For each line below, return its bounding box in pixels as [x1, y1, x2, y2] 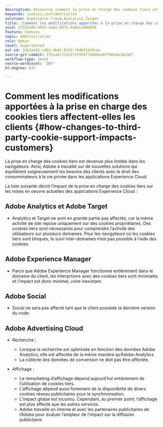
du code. [12, 310, 30, 316]
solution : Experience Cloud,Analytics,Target [5, 16, 98, 21]
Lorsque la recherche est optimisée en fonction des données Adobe [19, 347, 156, 352]
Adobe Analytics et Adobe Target [5, 202, 108, 211]
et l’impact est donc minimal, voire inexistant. [12, 278, 103, 284]
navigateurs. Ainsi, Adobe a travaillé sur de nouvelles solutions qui [5, 163, 138, 169]
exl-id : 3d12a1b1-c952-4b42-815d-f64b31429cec [5, 47, 101, 52]
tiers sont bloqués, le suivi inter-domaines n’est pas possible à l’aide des [12, 236, 157, 241]
